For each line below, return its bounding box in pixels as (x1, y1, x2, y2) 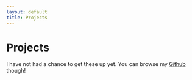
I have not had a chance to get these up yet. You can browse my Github (6, 61, 186, 68)
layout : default (6, 8, 48, 15)
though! (6, 67, 26, 75)
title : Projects (6, 15, 48, 21)
